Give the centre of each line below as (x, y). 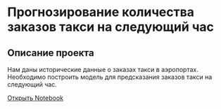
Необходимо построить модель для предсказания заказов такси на (110, 77)
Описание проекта (51, 53)
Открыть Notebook (36, 98)
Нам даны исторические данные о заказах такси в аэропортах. (103, 70)
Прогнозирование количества (101, 12)
